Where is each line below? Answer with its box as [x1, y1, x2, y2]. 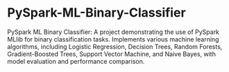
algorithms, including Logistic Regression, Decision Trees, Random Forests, [7, 42, 223, 51]
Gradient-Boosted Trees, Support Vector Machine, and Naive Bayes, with [7, 50, 217, 58]
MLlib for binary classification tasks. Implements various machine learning [7, 35, 219, 43]
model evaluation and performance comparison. [7, 57, 145, 65]
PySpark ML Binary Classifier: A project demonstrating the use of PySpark [7, 28, 220, 36]
